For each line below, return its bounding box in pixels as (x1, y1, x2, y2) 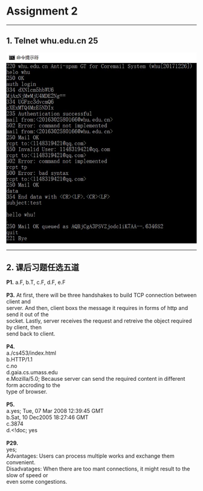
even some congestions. (6, 478, 68, 486)
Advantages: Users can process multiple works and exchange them (6, 452, 175, 460)
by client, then (6, 324, 42, 331)
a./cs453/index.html (6, 349, 56, 357)
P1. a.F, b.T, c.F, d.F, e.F (6, 278, 66, 286)
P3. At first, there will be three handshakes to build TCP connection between (6, 292, 197, 299)
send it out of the (6, 311, 49, 318)
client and (6, 298, 31, 305)
